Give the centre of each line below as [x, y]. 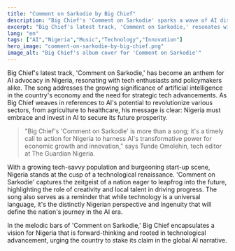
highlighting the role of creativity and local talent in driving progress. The [112, 189]
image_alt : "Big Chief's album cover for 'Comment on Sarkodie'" [104, 53]
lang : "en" [23, 33]
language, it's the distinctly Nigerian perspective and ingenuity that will [109, 204]
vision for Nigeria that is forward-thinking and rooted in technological [107, 233]
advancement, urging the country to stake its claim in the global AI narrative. [117, 240]
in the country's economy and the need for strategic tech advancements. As [117, 95]
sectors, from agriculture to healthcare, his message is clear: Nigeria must [114, 110]
